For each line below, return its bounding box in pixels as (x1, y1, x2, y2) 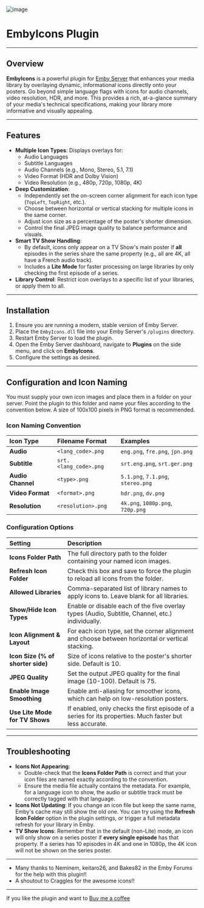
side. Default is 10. (67, 659, 121, 668)
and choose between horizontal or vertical (67, 634, 188, 642)
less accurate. (67, 719, 107, 727)
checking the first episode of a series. (24, 269, 120, 277)
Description (67, 538, 102, 547)
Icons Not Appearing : (15, 763, 70, 770)
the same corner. (24, 211, 67, 218)
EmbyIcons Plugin (6, 27, 99, 41)
